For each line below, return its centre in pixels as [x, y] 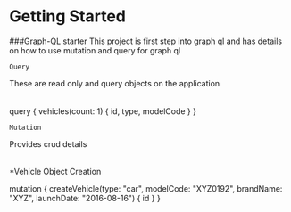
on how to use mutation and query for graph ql [95, 50]
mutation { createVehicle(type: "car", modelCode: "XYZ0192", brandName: [146, 189]
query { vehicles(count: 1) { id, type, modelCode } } [103, 111]
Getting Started [68, 16]
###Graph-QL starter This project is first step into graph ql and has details [146, 41]
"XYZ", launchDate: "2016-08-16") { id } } [85, 199]
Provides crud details [48, 143]
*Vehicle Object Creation [55, 172]
